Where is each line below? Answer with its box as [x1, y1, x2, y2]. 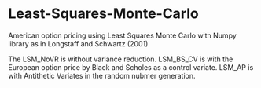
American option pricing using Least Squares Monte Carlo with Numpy [8, 31, 237, 40]
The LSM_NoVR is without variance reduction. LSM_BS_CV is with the [8, 54, 233, 64]
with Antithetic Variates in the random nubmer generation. [8, 71, 196, 80]
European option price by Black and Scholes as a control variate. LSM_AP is [8, 62, 254, 71]
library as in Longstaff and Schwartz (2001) [8, 38, 149, 48]
